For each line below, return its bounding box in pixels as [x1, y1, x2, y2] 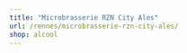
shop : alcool [9, 30, 58, 39]
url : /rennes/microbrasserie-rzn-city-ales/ [9, 22, 179, 31]
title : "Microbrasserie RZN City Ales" [9, 13, 159, 22]
